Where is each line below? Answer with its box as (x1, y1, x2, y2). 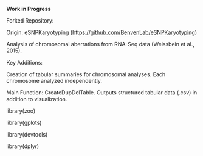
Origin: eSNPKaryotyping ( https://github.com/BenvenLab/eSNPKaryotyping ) (6, 29, 198, 36)
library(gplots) (6, 119, 42, 126)
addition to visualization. (6, 96, 67, 102)
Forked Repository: (6, 17, 54, 24)
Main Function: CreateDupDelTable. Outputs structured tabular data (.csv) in (6, 89, 198, 96)
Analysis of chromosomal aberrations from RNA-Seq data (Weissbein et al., (6, 41, 194, 48)
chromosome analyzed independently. (6, 77, 102, 84)
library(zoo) (6, 107, 36, 115)
